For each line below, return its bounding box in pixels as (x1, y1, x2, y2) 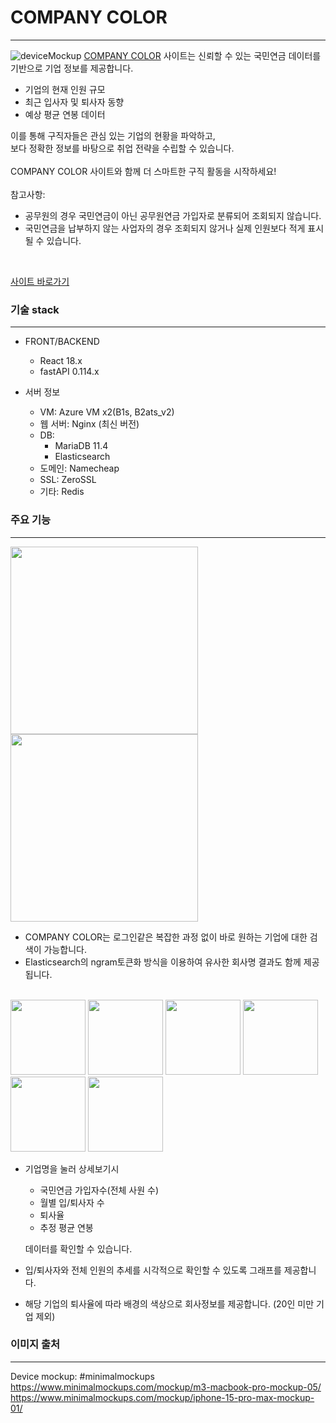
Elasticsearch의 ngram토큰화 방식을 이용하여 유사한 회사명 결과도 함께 (24, 956, 302, 968)
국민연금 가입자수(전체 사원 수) (39, 1184, 160, 1196)
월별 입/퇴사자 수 (39, 1196, 105, 1208)
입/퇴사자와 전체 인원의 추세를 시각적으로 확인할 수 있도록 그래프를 (24, 1264, 282, 1276)
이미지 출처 (10, 1337, 61, 1351)
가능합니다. (43, 943, 87, 955)
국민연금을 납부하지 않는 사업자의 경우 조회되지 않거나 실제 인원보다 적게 (24, 222, 306, 234)
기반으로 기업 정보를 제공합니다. (10, 62, 134, 74)
